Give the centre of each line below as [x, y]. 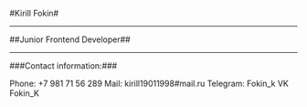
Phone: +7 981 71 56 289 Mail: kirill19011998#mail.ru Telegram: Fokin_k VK [149, 83]
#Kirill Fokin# [34, 13]
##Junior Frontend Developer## [70, 39]
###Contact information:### [64, 66]
